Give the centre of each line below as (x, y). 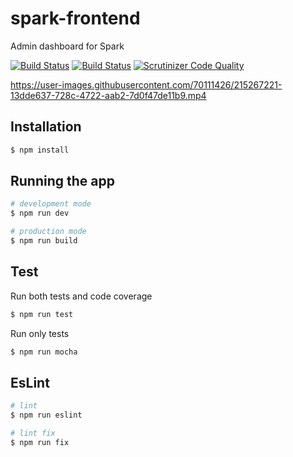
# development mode (51, 204)
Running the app (62, 181)
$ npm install (40, 150)
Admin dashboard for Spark (67, 46)
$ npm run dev (40, 213)
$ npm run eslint (46, 415)
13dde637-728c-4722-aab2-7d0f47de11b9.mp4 (108, 95)
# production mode (48, 232)
